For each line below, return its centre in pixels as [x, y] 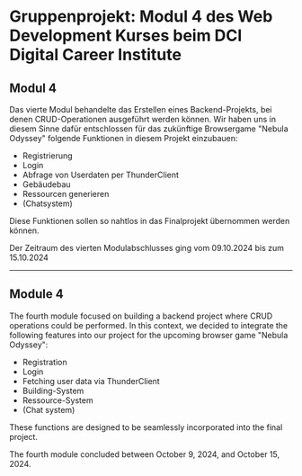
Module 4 [37, 294]
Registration [44, 362]
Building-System [53, 391]
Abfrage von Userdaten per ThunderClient [101, 175]
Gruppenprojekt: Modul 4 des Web [141, 17]
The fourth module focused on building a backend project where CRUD [141, 316]
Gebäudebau [46, 184]
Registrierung [48, 156]
